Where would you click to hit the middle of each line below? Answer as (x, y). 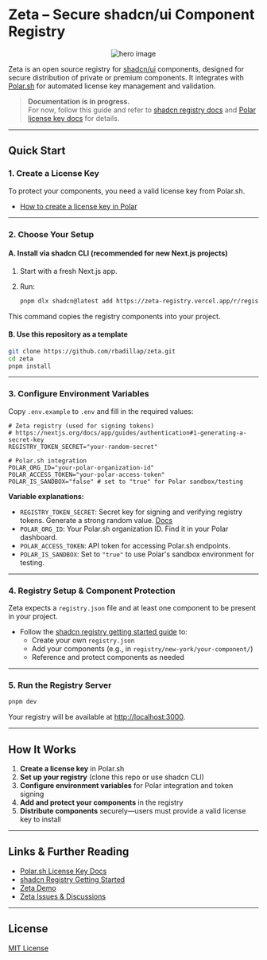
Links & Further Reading (69, 852)
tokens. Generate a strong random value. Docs (96, 520)
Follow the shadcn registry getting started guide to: (104, 632)
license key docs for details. (74, 118)
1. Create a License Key (54, 174)
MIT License (29, 948)
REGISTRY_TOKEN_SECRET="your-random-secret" (83, 447)
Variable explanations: (46, 496)
